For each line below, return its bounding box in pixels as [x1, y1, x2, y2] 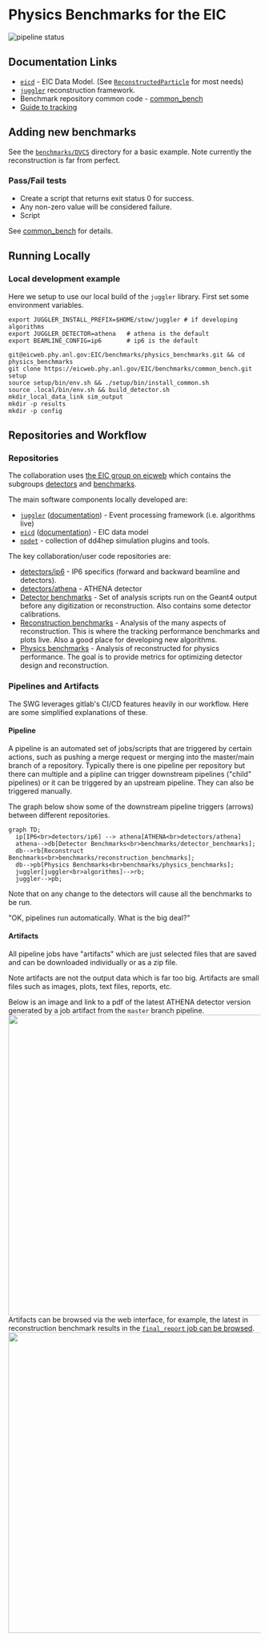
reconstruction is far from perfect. [8, 155, 121, 165]
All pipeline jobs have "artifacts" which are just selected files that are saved [8, 948, 257, 959]
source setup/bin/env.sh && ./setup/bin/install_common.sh [8, 378, 210, 386]
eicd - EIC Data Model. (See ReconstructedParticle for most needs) [19, 76, 244, 86]
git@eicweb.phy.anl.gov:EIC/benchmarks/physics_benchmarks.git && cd [8, 350, 246, 358]
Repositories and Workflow [8, 428, 147, 442]
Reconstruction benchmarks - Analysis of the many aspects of [19, 618, 227, 628]
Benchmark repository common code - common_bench [19, 94, 203, 103]
